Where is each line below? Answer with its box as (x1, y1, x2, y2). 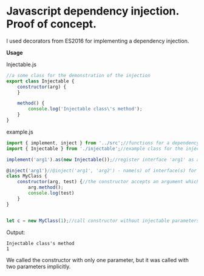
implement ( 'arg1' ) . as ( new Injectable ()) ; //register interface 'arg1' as (6, 157, 194, 163)
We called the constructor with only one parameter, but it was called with (6, 256, 189, 263)
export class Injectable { (6, 78, 75, 84)
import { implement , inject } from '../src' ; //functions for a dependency (6, 140, 200, 146)
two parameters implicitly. (6, 263, 71, 270)
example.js (6, 128, 33, 135)
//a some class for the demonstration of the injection (6, 72, 151, 78)
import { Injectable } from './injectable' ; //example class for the (6, 146, 183, 152)
